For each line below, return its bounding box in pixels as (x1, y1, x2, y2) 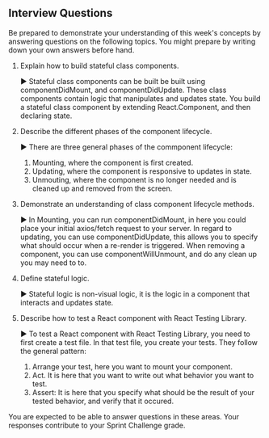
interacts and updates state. (19, 297, 114, 307)
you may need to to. (19, 258, 87, 267)
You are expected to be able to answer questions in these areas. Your (8, 411, 240, 421)
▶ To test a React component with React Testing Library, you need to (19, 329, 250, 339)
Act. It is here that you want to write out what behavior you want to (32, 370, 254, 380)
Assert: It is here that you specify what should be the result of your (32, 387, 254, 397)
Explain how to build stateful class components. (19, 61, 179, 70)
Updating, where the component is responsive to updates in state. (32, 166, 252, 176)
